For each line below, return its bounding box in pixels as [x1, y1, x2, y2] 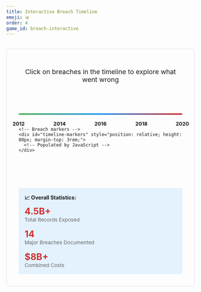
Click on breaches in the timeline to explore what [25, 67, 176, 76]
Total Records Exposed [25, 216, 80, 223]
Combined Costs [25, 262, 65, 269]
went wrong [82, 75, 119, 84]
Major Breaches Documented [25, 239, 95, 245]
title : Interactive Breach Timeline [6, 8, 98, 15]
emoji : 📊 [6, 14, 30, 20]
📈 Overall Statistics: [25, 193, 77, 201]
